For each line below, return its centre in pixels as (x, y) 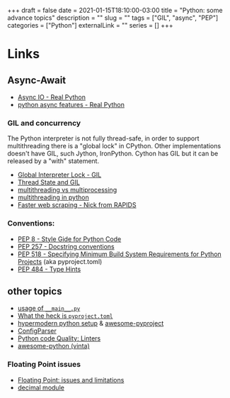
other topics (35, 291)
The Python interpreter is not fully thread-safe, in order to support (103, 138)
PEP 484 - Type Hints (49, 269)
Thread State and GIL (48, 182)
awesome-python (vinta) (53, 346)
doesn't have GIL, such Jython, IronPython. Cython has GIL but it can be (113, 154)
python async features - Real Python (71, 105)
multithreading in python (53, 197)
